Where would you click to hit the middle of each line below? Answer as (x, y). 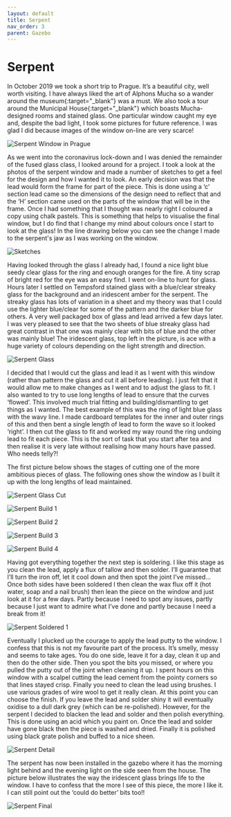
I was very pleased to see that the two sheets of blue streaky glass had (109, 324)
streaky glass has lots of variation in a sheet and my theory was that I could (114, 302)
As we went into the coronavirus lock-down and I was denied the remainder (115, 157)
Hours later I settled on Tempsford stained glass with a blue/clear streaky (112, 287)
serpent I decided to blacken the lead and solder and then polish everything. (116, 715)
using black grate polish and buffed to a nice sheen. (81, 736)
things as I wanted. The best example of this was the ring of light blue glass (115, 410)
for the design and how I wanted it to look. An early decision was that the (111, 179)
